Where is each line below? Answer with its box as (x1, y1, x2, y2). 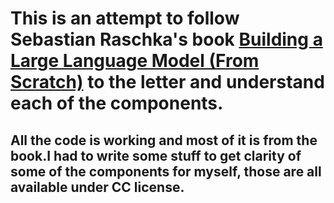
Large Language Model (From (10, 50, 260, 72)
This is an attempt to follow (10, 7, 240, 30)
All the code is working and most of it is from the (10, 132, 318, 149)
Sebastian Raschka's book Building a (10, 28, 323, 51)
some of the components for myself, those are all (10, 163, 322, 180)
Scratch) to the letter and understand (10, 71, 325, 94)
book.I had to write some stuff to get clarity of (10, 147, 302, 164)
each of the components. (10, 92, 224, 115)
